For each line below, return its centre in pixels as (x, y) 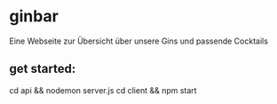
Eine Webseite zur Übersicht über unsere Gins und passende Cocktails (139, 41)
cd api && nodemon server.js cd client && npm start (103, 90)
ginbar (34, 16)
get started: (43, 69)
